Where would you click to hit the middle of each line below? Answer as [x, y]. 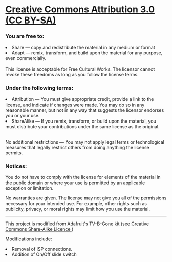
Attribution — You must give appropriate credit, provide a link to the [83, 99]
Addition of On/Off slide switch [44, 254]
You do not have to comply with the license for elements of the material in [83, 177]
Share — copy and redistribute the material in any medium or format [83, 48]
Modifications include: [29, 239]
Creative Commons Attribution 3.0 [80, 9]
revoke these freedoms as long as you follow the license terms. [72, 75]
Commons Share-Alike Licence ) [39, 229]
